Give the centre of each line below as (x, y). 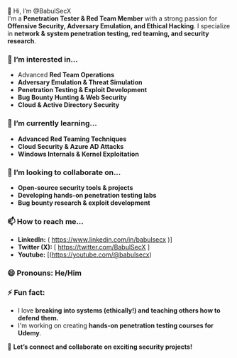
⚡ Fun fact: (26, 293)
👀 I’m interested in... (43, 59)
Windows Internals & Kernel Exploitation (78, 154)
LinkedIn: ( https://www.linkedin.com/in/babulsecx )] (95, 240)
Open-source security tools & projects (75, 187)
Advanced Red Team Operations (66, 75)
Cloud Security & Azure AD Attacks (71, 146)
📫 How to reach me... (45, 221)
